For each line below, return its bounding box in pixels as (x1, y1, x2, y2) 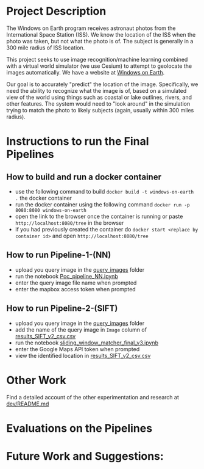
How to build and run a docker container (6, 172, 161, 182)
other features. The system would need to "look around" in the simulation (6, 100, 191, 107)
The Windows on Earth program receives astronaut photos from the (6, 24, 176, 32)
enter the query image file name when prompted (15, 279, 137, 286)
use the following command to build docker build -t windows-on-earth (15, 187, 194, 195)
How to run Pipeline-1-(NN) (6, 250, 111, 260)
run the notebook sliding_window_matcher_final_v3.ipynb (15, 339, 158, 346)
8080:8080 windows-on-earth (15, 207, 86, 213)
